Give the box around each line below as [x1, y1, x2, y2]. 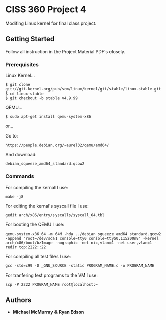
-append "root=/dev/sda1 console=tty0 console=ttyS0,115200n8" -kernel [5, 236, 159, 241]
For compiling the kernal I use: [5, 185, 68, 191]
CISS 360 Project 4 [5, 4, 87, 15]
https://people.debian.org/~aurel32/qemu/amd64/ [5, 143, 109, 148]
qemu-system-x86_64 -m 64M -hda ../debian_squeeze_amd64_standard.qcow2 [5, 232, 161, 237]
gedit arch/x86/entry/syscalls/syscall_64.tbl [5, 213, 105, 218]
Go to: [5, 133, 18, 139]
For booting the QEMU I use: [5, 221, 65, 228]
